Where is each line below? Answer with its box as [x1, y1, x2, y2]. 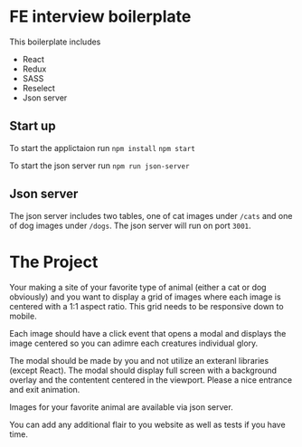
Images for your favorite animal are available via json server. [9, 401, 233, 413]
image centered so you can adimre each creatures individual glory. [9, 338, 259, 348]
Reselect [22, 82, 56, 93]
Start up [9, 119, 56, 134]
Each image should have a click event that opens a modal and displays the [9, 328, 287, 338]
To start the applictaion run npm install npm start [9, 142, 196, 153]
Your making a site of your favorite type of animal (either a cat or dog [9, 281, 267, 292]
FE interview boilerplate [9, 6, 192, 27]
